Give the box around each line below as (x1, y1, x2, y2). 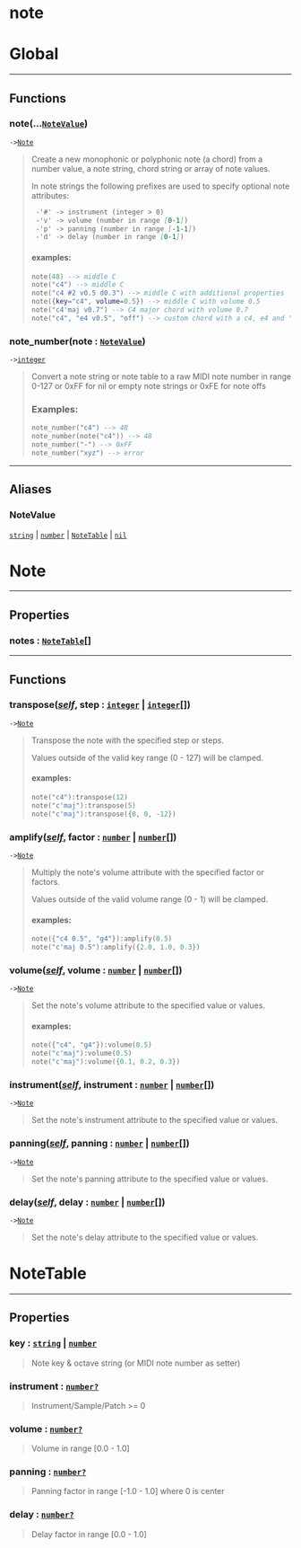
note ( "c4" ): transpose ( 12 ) (30, 793, 128, 802)
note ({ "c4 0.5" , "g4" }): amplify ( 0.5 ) (30, 934, 173, 943)
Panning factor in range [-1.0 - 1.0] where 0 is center (30, 1486, 226, 1497)
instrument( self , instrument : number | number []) (9, 1078, 215, 1091)
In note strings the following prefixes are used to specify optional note (30, 181, 290, 191)
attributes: (30, 190, 70, 200)
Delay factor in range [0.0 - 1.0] (30, 1528, 148, 1539)
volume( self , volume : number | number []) (9, 964, 183, 977)
